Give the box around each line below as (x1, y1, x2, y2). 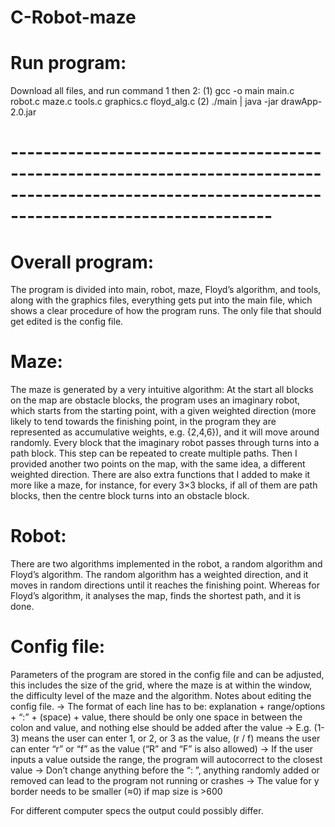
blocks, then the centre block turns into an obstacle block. (10, 490, 250, 502)
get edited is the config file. (10, 316, 124, 328)
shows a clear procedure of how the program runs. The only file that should (10, 305, 322, 317)
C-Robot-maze (10, 6, 137, 29)
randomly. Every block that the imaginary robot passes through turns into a (10, 437, 320, 449)
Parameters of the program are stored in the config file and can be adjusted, (10, 669, 325, 681)
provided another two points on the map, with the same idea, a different (10, 458, 306, 470)
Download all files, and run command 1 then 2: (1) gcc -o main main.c (10, 85, 295, 97)
